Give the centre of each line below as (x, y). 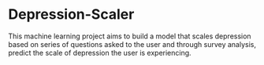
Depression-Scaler (71, 14)
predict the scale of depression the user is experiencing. (100, 52)
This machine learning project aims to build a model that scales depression (130, 36)
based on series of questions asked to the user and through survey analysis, (132, 44)
